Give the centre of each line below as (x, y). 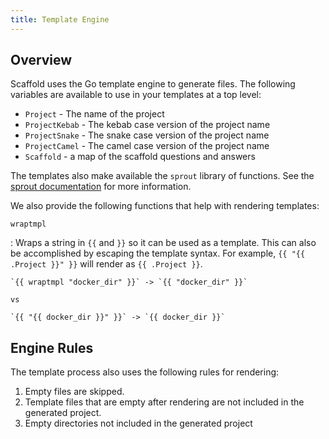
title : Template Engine (60, 19)
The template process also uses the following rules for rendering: (145, 372)
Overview (41, 60)
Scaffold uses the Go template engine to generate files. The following (153, 84)
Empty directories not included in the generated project (138, 423)
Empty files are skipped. (74, 392)
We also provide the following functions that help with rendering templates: (165, 206)
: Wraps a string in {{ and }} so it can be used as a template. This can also (163, 243)
